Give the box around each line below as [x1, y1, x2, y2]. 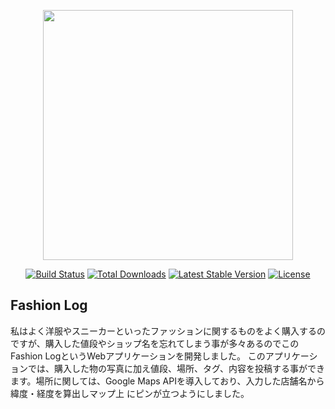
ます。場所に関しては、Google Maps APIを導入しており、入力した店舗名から [10, 375, 325, 387]
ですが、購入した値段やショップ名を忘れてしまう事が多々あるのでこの [10, 337, 300, 349]
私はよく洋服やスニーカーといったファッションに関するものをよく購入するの [10, 325, 326, 337]
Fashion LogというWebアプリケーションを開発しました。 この [10, 350, 266, 362]
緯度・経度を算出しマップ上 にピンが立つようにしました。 [10, 387, 250, 399]
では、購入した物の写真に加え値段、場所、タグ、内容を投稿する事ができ [27, 362, 326, 374]
